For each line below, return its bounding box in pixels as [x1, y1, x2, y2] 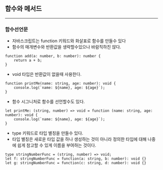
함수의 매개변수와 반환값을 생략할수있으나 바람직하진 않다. [12, 44, 121, 50]
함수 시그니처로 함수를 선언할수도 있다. [12, 99, 85, 104]
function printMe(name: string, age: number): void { [5, 81, 116, 86]
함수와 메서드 [5, 4, 42, 13]
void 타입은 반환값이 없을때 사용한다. [12, 71, 81, 77]
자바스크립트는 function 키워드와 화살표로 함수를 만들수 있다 [12, 38, 126, 44]
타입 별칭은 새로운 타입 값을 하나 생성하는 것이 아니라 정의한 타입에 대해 [12, 136, 147, 142]
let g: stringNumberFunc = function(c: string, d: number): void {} [5, 161, 147, 166]
